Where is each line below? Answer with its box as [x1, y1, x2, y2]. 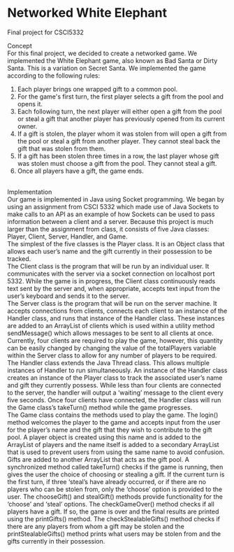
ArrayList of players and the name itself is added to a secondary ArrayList [7, 440, 219, 448]
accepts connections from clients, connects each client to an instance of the [7, 306, 228, 315]
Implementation [7, 187, 52, 196]
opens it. [17, 99, 43, 108]
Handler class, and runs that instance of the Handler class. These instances [7, 313, 225, 323]
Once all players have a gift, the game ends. [17, 167, 145, 175]
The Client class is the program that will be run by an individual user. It [7, 262, 210, 270]
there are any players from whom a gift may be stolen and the [7, 522, 185, 530]
